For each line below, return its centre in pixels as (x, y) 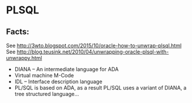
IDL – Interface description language (58, 81)
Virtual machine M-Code (44, 75)
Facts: (18, 32)
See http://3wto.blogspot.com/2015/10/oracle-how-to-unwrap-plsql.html (94, 45)
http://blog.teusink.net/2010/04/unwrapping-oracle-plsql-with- (93, 52)
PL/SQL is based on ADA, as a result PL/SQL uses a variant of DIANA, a (100, 88)
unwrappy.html (24, 58)
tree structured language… (47, 94)
